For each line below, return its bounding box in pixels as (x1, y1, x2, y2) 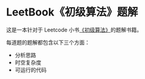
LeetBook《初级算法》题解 (6, 5, 138, 19)
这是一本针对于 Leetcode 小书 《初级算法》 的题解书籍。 (6, 26, 142, 33)
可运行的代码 (14, 66, 47, 73)
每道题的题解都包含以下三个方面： (6, 39, 90, 46)
